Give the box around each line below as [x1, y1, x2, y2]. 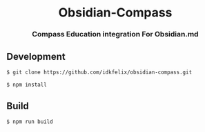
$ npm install [6, 81, 48, 88]
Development [6, 50, 66, 63]
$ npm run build [6, 118, 53, 125]
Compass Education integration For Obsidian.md [32, 30, 199, 39]
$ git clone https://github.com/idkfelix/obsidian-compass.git [6, 69, 193, 76]
